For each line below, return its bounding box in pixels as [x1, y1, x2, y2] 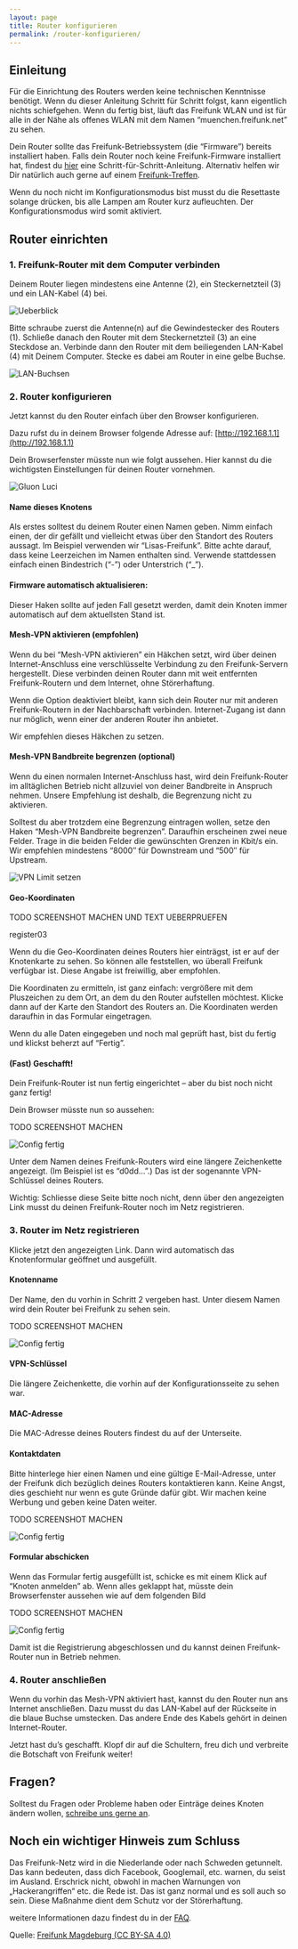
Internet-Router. [9, 1722, 68, 1733]
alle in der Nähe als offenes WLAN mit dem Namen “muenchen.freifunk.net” [9, 115, 287, 126]
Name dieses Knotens [9, 501, 93, 512]
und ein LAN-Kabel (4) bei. [9, 288, 109, 298]
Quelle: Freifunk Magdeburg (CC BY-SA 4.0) [9, 1929, 172, 1940]
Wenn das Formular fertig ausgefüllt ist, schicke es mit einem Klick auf [9, 1571, 268, 1581]
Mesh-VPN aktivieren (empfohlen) [9, 629, 140, 640]
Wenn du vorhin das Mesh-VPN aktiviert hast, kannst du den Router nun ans [9, 1693, 289, 1704]
